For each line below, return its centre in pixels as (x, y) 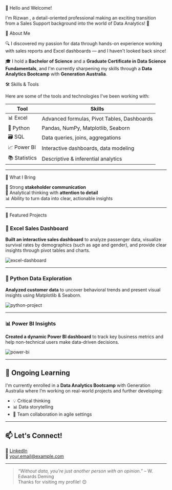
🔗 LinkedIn (16, 450)
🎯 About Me (18, 33)
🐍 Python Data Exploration (39, 279)
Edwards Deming (36, 476)
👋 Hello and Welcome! (29, 8)
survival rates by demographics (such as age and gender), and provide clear (86, 245)
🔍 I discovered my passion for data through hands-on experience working (84, 43)
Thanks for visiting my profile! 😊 (52, 482)
